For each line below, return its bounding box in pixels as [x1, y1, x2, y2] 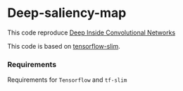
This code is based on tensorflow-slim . [7, 42, 121, 50]
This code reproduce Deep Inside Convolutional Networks [7, 28, 176, 37]
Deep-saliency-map [7, 5, 127, 21]
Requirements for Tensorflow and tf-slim [7, 75, 127, 84]
